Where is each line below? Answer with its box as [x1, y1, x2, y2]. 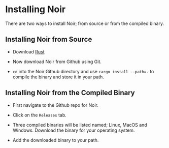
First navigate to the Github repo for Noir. [12, 102, 99, 108]
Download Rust [12, 48, 45, 54]
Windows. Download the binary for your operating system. [12, 127, 135, 133]
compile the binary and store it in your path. [12, 74, 104, 80]
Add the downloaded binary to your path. [12, 137, 99, 143]
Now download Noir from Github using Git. [12, 58, 102, 65]
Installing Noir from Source [5, 35, 92, 44]
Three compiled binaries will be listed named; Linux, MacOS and [12, 122, 147, 128]
